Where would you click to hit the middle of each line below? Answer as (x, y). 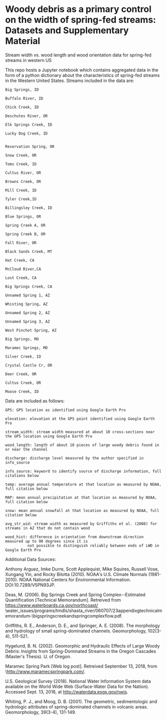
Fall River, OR (21, 243)
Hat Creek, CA (20, 260)
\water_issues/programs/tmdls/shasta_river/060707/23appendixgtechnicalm (84, 610)
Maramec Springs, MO (27, 348)
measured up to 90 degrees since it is (47, 541)
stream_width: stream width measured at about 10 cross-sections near (80, 432)
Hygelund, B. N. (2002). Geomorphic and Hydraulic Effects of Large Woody (83, 645)
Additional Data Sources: (31, 559)
